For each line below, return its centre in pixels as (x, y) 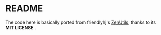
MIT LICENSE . (21, 27)
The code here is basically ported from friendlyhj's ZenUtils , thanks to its (81, 22)
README (24, 9)
